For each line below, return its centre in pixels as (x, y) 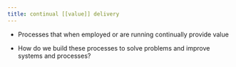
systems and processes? (54, 56)
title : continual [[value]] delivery (63, 14)
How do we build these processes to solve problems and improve (114, 48)
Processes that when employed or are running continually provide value (123, 34)
